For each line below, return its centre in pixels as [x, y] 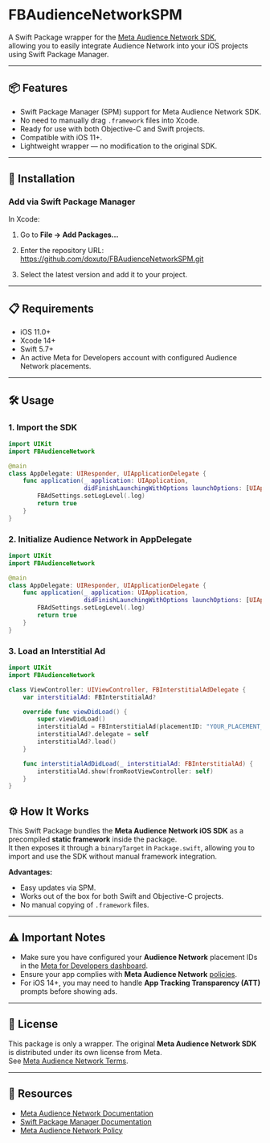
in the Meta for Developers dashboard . [84, 966]
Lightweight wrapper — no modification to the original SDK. [119, 146]
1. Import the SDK [43, 427]
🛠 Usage [31, 400]
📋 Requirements [51, 308]
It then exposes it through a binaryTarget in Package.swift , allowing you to [132, 848]
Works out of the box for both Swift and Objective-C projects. [122, 896]
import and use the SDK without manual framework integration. [113, 857]
